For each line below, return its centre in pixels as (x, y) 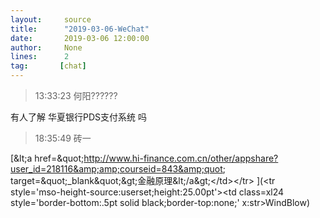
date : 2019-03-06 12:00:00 (80, 38)
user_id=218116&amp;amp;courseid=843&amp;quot (116, 169)
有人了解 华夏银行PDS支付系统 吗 (78, 117)
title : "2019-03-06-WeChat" (80, 29)
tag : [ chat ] (48, 66)
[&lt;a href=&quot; (47, 158)
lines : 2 (40, 57)
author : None (46, 47)
